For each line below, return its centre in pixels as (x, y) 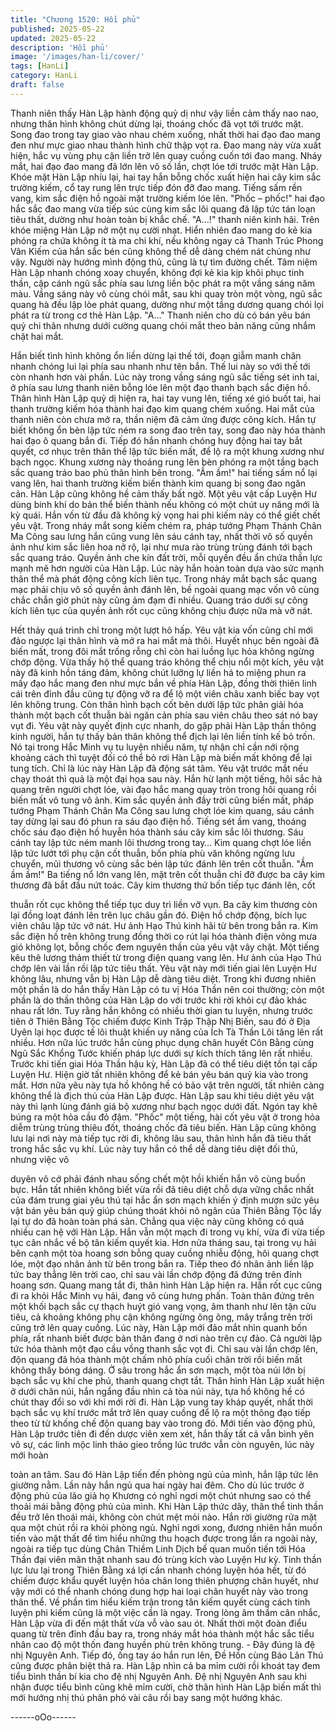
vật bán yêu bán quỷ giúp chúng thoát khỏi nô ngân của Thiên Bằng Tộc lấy (166, 1210)
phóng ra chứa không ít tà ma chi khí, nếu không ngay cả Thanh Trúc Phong (167, 240)
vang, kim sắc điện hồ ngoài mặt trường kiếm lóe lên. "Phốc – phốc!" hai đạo (167, 198)
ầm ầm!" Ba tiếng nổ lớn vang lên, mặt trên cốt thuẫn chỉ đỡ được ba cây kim (168, 874)
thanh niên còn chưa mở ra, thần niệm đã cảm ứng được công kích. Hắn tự (163, 419)
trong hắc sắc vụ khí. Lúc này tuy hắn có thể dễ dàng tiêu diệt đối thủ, (154, 1148)
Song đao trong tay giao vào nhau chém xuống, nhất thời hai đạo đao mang (165, 134)
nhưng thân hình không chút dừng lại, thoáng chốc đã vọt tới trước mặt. (157, 123)
